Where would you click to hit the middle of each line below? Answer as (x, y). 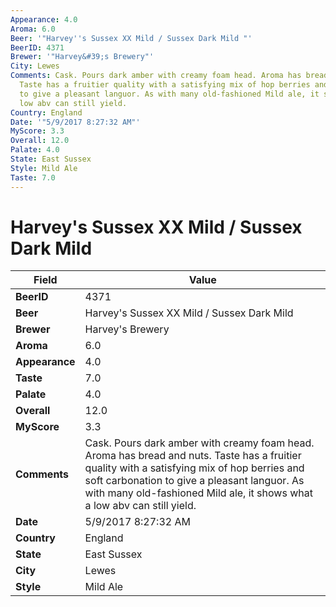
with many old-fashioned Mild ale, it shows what (198, 493)
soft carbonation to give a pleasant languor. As (194, 481)
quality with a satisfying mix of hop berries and (194, 468)
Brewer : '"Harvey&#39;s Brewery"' (82, 57)
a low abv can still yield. (140, 506)
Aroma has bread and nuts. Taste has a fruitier (193, 456)
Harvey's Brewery (127, 329)
